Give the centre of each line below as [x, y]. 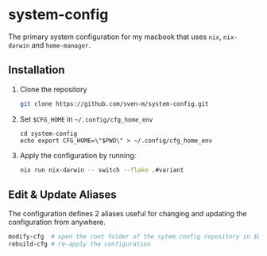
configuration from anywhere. [57, 222]
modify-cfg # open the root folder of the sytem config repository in [129, 237]
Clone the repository [53, 89]
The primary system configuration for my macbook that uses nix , [115, 37]
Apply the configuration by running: [78, 155]
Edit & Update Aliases [62, 194]
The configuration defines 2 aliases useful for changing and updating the [128, 214]
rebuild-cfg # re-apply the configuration [79, 244]
